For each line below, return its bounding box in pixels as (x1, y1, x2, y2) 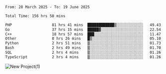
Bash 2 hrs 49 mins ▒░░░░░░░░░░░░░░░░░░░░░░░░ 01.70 (5, 45, 162, 50)
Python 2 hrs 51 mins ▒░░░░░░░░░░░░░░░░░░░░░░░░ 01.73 (5, 41, 162, 46)
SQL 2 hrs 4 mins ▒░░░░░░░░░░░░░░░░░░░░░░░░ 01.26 (5, 50, 162, 55)
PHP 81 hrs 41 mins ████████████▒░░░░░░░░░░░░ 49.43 (5, 22, 162, 27)
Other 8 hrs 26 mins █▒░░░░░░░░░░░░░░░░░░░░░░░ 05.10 (5, 36, 162, 41)
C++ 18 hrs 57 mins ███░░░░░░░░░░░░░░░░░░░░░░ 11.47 (5, 32, 162, 37)
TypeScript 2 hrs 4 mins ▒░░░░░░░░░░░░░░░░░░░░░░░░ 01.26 (5, 54, 162, 59)
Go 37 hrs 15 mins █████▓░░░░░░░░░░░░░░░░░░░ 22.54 (5, 27, 162, 32)
